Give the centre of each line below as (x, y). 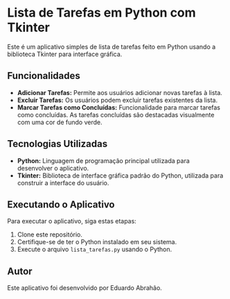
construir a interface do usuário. (63, 182)
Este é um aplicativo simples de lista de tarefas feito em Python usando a (112, 46)
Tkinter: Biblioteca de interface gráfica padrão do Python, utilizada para (120, 176)
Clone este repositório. (50, 234)
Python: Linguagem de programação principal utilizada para (104, 160)
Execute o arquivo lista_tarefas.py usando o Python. (95, 249)
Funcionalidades (44, 76)
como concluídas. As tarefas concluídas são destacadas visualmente (116, 114)
